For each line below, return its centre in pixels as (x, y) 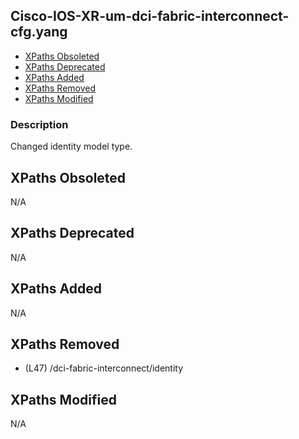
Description (39, 124)
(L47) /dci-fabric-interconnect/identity (104, 368)
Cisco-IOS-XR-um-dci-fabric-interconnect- (150, 16)
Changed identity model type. (71, 146)
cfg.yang (39, 32)
